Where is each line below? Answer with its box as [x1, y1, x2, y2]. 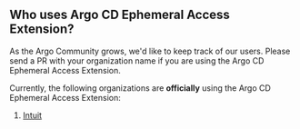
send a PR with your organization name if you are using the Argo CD [9, 55, 265, 66]
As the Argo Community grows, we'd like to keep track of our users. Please [9, 45, 291, 56]
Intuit [22, 109, 43, 121]
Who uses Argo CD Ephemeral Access [9, 7, 230, 23]
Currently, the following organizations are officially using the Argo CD [9, 82, 271, 94]
